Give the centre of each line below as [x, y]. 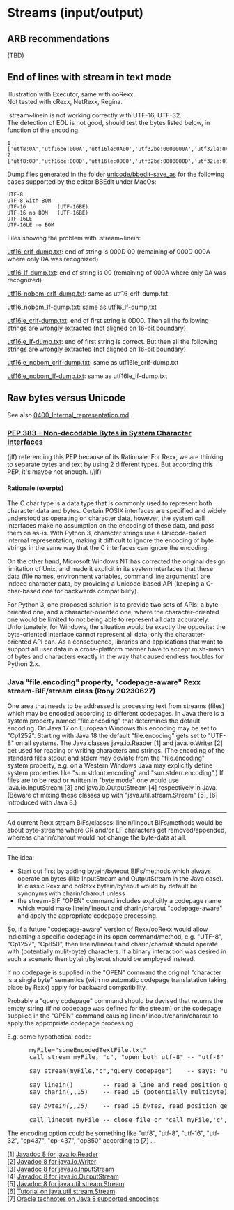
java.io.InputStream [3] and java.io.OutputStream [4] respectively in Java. [112, 788]
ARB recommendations [58, 39]
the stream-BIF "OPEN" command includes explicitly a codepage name [119, 901]
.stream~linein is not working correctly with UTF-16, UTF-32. [95, 115]
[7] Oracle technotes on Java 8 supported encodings [83, 1199]
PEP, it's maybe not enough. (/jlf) [55, 471]
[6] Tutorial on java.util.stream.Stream [61, 1191]
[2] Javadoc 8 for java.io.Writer [52, 1162]
